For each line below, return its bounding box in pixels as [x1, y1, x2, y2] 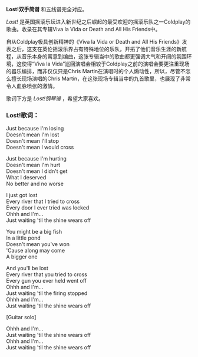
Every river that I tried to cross [6, 198, 80, 205]
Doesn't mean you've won [6, 241, 70, 248]
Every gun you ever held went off [6, 277, 87, 284]
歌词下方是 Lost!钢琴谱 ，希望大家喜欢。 [6, 95, 104, 102]
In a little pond [6, 234, 41, 241]
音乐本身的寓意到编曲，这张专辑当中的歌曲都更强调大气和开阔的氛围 [21, 53, 187, 60]
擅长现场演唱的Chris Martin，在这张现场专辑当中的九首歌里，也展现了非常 [11, 75, 191, 82]
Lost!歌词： [6, 111, 39, 119]
